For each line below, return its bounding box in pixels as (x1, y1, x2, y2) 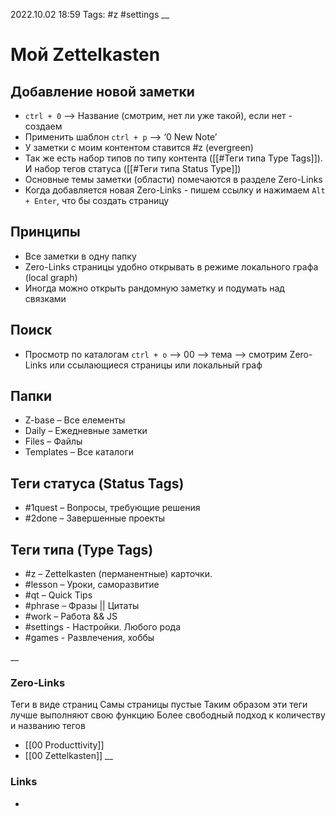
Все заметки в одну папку (24, 250, 137, 262)
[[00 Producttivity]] (24, 739, 105, 751)
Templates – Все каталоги (24, 446, 134, 458)
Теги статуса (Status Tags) (10, 475, 185, 492)
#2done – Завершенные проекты (24, 512, 166, 524)
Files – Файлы (24, 435, 83, 448)
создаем (24, 120, 63, 132)
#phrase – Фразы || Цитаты (24, 600, 140, 612)
